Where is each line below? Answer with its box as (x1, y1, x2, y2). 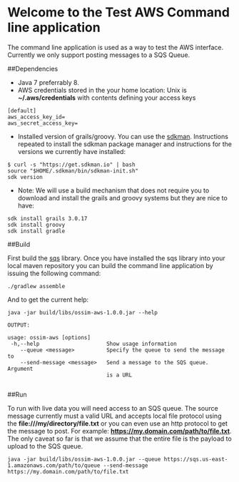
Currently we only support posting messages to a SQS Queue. (7, 51, 190, 59)
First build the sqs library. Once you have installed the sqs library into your (7, 254, 226, 262)
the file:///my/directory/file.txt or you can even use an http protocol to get (7, 419, 228, 428)
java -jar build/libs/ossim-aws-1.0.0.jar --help (7, 309, 158, 316)
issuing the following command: (7, 269, 101, 277)
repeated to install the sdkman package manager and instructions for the (17, 140, 233, 148)
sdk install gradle (7, 227, 66, 235)
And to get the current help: (7, 295, 89, 304)
